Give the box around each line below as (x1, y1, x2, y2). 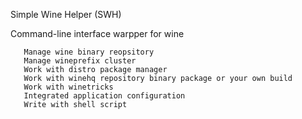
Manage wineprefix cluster (23, 56, 137, 66)
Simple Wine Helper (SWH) (10, 9, 122, 20)
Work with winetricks (23, 82, 114, 92)
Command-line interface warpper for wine (10, 28, 185, 39)
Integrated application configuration (23, 91, 186, 101)
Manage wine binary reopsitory (23, 47, 155, 57)
